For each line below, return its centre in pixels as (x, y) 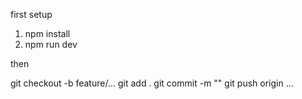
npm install (47, 33)
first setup (31, 14)
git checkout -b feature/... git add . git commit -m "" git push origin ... (152, 83)
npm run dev (51, 44)
